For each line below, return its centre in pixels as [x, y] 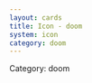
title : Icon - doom [46, 26]
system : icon [34, 34]
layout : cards [36, 18]
